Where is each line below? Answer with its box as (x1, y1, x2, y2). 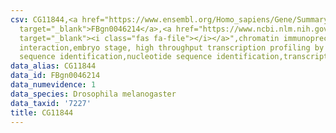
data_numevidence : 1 (10, 80, 97, 90)
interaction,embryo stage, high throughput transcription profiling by (19, 42, 325, 53)
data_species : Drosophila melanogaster (10, 89, 177, 99)
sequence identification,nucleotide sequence (19, 52, 213, 62)
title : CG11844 (10, 107, 74, 118)
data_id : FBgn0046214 (10, 71, 101, 81)
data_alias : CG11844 (10, 61, 97, 71)
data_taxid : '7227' (10, 98, 92, 108)
